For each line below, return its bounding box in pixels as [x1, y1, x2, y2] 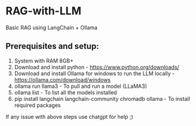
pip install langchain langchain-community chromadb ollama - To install [14, 95, 191, 102]
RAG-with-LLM [5, 4, 82, 18]
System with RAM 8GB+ [14, 57, 74, 64]
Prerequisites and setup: [5, 41, 99, 51]
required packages [14, 102, 61, 109]
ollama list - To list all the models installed [14, 88, 117, 96]
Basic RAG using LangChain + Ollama [5, 24, 98, 31]
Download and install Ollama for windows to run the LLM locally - [14, 70, 175, 77]
